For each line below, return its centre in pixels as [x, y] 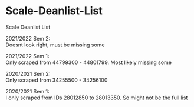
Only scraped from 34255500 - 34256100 [57, 80]
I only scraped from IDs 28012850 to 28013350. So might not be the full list [97, 98]
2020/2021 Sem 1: [27, 91]
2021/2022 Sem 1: [27, 56]
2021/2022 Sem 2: [28, 38]
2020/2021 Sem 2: [28, 73]
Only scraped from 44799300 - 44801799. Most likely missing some [89, 62]
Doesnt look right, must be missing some [55, 45]
